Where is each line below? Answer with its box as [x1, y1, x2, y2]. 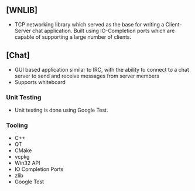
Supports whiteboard [14, 78, 66, 85]
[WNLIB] [6, 5, 38, 15]
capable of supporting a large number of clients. [14, 33, 132, 41]
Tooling [6, 121, 28, 129]
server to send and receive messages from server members [14, 72, 160, 79]
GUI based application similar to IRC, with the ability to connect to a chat [14, 66, 189, 73]
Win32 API [14, 159, 40, 167]
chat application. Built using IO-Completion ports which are [32, 27, 175, 34]
